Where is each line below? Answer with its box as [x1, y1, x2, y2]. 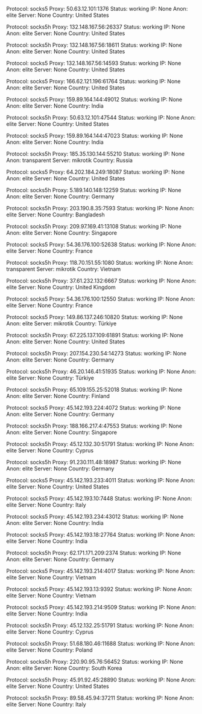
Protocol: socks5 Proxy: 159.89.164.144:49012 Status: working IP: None [6, 96, 183, 103]
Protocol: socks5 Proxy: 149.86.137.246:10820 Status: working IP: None [6, 314, 183, 320]
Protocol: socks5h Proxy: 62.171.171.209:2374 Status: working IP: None [6, 550, 181, 556]
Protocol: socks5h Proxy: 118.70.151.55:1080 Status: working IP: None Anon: [6, 259, 194, 266]
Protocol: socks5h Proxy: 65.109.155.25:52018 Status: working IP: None [6, 386, 183, 393]
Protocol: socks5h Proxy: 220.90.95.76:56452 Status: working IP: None [6, 658, 183, 665]
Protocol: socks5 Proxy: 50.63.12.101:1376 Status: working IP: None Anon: [6, 5, 188, 12]
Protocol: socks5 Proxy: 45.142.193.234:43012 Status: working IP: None [6, 513, 184, 520]
